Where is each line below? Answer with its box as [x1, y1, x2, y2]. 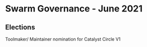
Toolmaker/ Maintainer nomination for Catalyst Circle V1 [5, 36, 121, 42]
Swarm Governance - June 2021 [5, 3, 142, 14]
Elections [5, 23, 35, 31]
